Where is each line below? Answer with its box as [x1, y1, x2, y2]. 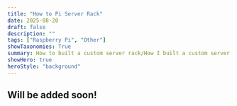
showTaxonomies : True [7, 43, 72, 50]
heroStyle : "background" [7, 63, 81, 70]
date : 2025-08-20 [7, 17, 59, 24]
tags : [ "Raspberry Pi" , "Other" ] [7, 37, 106, 44]
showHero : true [7, 57, 53, 64]
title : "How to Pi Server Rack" [7, 10, 103, 18]
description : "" [7, 30, 55, 37]
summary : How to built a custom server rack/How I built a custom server [7, 50, 231, 57]
